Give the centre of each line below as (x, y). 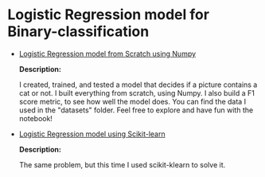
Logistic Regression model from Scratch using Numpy (107, 53)
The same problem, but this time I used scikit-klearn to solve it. (122, 164)
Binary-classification (78, 31)
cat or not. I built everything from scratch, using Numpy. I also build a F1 (137, 92)
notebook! (36, 118)
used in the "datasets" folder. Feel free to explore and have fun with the (136, 110)
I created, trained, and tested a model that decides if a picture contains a (138, 85)
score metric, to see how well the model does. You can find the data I (132, 101)
